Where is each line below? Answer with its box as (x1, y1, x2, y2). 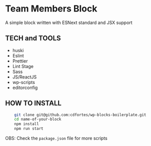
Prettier (12, 58, 28, 64)
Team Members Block (5, 3, 97, 14)
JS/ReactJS (12, 73, 37, 80)
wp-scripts (12, 79, 35, 85)
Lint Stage (12, 63, 34, 69)
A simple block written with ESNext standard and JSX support (5, 19, 132, 25)
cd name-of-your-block (14, 117, 61, 122)
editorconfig (12, 84, 38, 90)
